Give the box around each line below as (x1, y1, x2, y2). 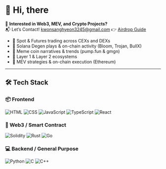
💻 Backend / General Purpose (5, 145, 79, 152)
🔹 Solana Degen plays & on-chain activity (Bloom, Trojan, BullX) (12, 43, 142, 49)
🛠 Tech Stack (5, 79, 48, 87)
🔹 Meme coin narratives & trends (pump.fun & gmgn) (12, 48, 120, 54)
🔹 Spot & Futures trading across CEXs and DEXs (12, 38, 110, 43)
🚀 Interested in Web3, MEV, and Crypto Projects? (5, 21, 108, 27)
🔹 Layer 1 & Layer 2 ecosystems (12, 53, 78, 59)
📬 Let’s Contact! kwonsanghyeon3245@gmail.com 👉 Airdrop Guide (5, 26, 147, 32)
